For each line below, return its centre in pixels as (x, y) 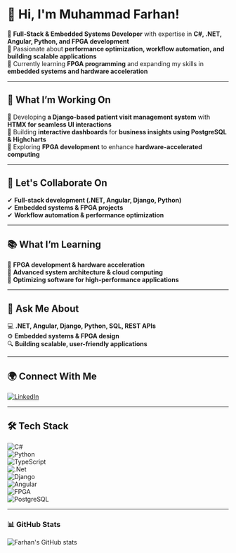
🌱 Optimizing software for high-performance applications (93, 280)
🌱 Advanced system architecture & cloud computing (85, 272)
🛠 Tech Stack (38, 426)
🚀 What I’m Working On (59, 100)
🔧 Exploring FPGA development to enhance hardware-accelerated (105, 146)
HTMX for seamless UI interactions (59, 124)
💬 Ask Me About (43, 309)
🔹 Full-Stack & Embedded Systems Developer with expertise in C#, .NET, (115, 34)
